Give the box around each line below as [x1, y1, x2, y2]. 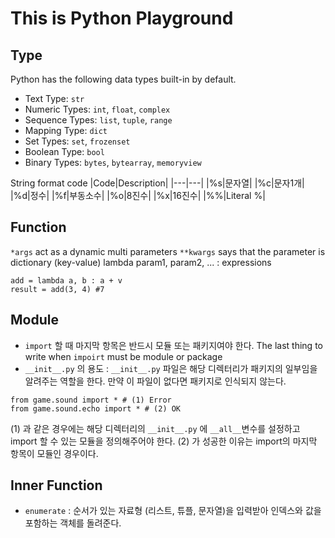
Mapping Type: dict [24, 125, 108, 136]
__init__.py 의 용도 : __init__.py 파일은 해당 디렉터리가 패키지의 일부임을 [24, 362, 318, 374]
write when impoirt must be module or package [24, 350, 223, 362]
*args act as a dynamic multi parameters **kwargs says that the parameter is [10, 245, 326, 257]
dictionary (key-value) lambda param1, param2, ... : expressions [10, 256, 272, 268]
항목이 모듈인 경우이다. [10, 447, 99, 459]
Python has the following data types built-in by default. [10, 73, 237, 85]
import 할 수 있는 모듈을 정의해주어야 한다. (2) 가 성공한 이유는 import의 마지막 [10, 435, 318, 447]
